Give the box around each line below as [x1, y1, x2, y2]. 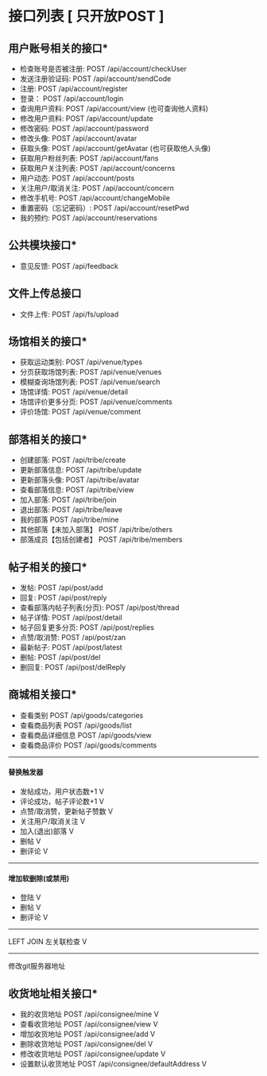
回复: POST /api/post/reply [19, 593, 107, 603]
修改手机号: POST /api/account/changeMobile [19, 193, 171, 203]
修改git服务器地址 [8, 961, 66, 971]
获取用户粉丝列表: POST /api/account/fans [19, 153, 159, 163]
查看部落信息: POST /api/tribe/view [19, 485, 134, 495]
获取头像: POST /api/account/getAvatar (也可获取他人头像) [19, 144, 211, 153]
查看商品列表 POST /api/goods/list [19, 721, 133, 730]
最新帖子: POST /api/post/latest [19, 643, 123, 652]
